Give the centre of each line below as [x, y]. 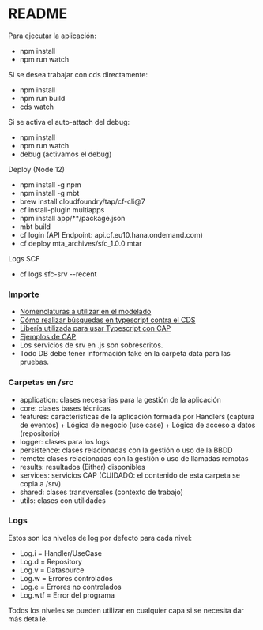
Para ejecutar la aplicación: [53, 36]
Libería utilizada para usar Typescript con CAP [95, 328]
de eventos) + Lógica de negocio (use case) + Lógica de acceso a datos [137, 425]
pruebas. [34, 362]
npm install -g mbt [49, 193]
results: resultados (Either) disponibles [83, 467]
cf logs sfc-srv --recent [58, 274]
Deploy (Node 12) [37, 169]
